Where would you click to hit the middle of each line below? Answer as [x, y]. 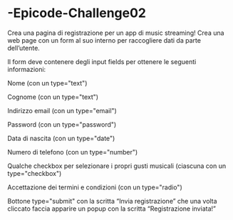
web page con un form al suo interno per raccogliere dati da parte [104, 40]
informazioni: [27, 69]
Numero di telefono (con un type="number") [73, 152]
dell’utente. [24, 48]
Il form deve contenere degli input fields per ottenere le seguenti [102, 61]
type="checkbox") [35, 173]
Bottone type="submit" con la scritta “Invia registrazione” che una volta [112, 201]
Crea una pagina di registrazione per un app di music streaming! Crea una [116, 33]
